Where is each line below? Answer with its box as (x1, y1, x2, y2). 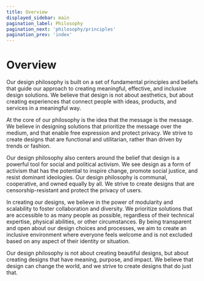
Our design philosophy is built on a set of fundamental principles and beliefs (6, 78, 199, 86)
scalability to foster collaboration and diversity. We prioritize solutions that (6, 205, 193, 212)
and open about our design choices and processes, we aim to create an (6, 225, 187, 232)
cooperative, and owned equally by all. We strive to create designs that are (6, 180, 194, 187)
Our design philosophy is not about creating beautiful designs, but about (6, 249, 189, 257)
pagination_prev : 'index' (6, 32, 72, 38)
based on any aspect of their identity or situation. (6, 238, 130, 245)
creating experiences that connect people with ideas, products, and (6, 98, 177, 105)
